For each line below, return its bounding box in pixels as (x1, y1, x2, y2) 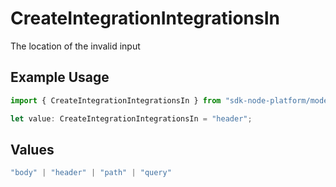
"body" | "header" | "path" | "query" (10, 168, 172, 178)
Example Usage (10, 69, 110, 86)
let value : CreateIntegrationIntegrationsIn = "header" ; (10, 113, 253, 124)
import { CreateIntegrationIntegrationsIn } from (10, 95, 222, 106)
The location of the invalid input (10, 40, 141, 52)
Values (10, 141, 55, 158)
